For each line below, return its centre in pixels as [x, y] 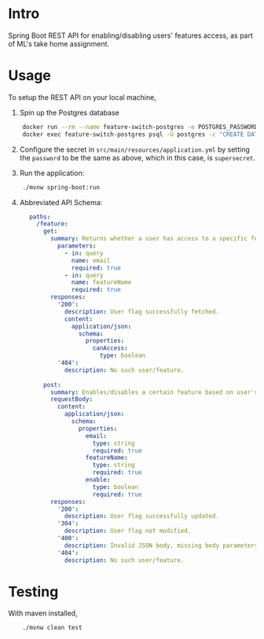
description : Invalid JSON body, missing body [142, 545]
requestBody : [71, 399]
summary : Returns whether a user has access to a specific [148, 239]
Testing [33, 591]
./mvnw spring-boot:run [61, 187]
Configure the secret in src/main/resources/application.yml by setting [134, 149]
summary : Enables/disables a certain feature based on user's [154, 392]
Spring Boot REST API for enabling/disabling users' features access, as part [131, 35]
